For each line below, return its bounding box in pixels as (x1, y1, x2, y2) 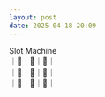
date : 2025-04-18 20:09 (9, 21, 97, 30)
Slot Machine (9, 45, 57, 56)
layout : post (9, 12, 57, 22)
